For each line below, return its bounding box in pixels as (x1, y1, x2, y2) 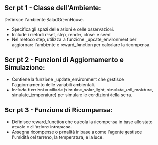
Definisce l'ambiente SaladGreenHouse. (4, 17, 84, 22)
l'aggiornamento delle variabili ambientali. (11, 81, 95, 87)
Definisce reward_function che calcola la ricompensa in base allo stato (11, 119, 153, 125)
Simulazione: (4, 63, 45, 72)
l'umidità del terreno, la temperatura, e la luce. (11, 134, 104, 140)
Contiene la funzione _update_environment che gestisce (11, 76, 124, 82)
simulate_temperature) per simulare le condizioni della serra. (11, 92, 133, 98)
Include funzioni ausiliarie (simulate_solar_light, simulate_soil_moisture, (11, 87, 154, 92)
